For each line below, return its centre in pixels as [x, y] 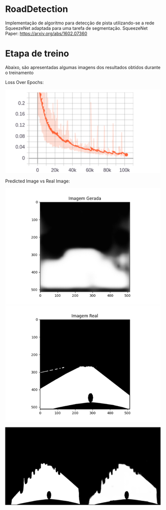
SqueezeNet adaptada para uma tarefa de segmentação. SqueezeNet [77, 28]
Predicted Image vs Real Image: [38, 181]
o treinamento [19, 73]
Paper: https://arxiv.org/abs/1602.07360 [46, 33]
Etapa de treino [37, 54]
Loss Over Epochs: [24, 82]
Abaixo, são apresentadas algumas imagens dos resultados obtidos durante [83, 67]
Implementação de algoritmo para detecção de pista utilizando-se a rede [80, 23]
